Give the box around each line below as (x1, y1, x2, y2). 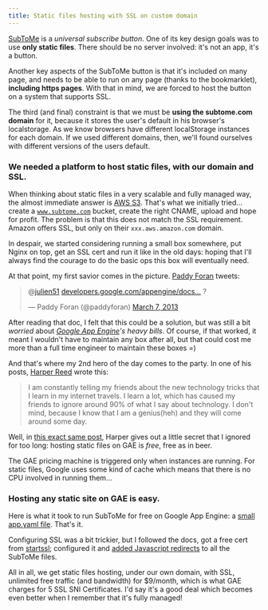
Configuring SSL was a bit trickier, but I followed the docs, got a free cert (8, 535, 248, 544)
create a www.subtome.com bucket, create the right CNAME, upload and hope (8, 205, 257, 216)
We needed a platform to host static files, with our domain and (8, 161, 254, 172)
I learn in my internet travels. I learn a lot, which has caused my (27, 391, 236, 401)
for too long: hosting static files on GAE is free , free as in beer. (8, 441, 213, 450)
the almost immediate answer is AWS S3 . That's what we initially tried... (8, 197, 243, 207)
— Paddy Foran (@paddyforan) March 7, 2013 (27, 301, 179, 312)
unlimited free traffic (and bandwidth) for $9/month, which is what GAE (8, 576, 242, 586)
